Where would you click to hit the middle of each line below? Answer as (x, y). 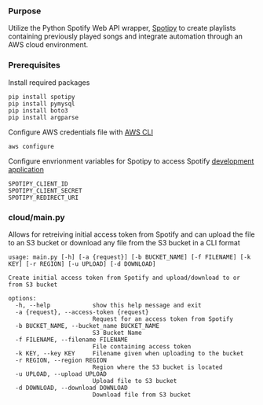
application (26, 169)
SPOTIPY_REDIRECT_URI (44, 197)
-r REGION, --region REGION (61, 360)
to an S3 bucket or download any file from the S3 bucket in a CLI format (124, 242)
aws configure (31, 146)
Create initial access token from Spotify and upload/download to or (124, 278)
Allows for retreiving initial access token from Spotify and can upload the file (131, 234)
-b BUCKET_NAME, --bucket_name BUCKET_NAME (87, 326)
